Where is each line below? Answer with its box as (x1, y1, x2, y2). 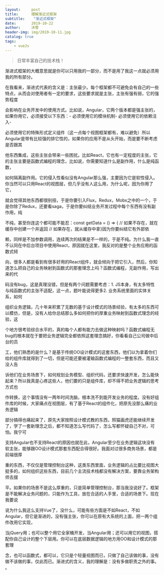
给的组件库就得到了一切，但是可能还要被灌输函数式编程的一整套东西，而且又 (5, 355, 159, 361)
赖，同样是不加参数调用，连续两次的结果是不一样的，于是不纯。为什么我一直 (5, 236, 159, 242)
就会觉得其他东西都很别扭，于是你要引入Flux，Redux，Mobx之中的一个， (5, 197, 153, 203)
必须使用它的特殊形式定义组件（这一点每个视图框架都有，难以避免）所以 (5, 129, 150, 135)
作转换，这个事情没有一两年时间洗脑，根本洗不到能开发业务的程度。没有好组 (5, 394, 159, 400)
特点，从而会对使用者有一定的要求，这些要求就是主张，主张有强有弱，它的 (5, 90, 155, 96)
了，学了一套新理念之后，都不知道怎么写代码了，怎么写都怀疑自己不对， (5, 423, 150, 429)
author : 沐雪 (5, 25, 39, 30)
